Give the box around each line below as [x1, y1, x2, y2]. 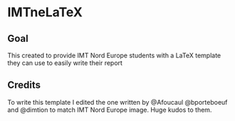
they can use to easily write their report [7, 59, 123, 67]
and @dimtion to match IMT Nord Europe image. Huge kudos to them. [7, 105, 212, 114]
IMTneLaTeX [7, 4, 83, 21]
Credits [7, 79, 41, 91]
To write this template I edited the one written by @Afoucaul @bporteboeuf [7, 98, 228, 106]
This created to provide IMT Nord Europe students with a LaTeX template [7, 51, 221, 59]
